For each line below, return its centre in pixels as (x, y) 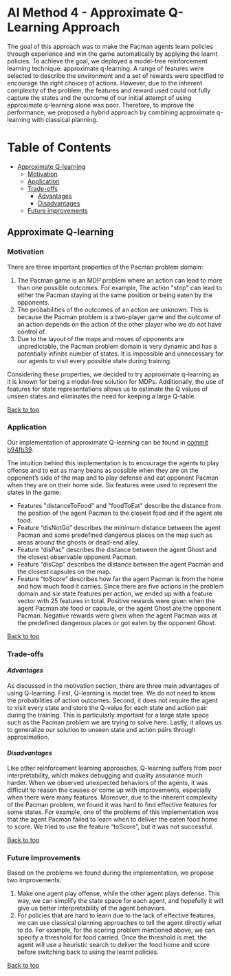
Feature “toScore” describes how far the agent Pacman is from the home (120, 579)
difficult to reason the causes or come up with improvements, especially (109, 790)
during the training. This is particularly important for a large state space (108, 715)
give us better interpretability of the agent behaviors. (92, 908)
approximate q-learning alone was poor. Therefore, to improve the (101, 105)
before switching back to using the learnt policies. (88, 952)
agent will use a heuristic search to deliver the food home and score (113, 945)
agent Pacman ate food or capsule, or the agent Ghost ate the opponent (119, 608)
